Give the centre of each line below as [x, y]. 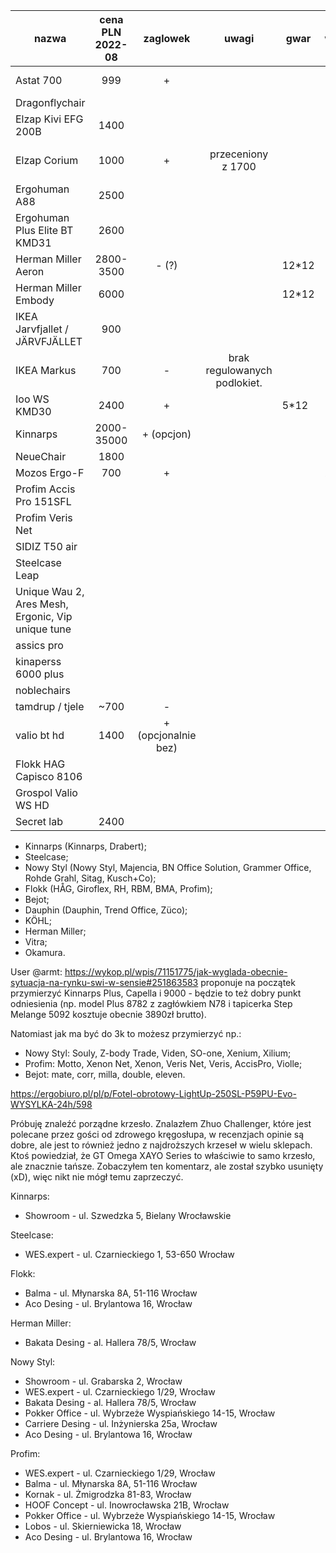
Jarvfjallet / [42, 329]
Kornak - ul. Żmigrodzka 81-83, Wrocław [108, 1494]
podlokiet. [239, 382]
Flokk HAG [40, 764]
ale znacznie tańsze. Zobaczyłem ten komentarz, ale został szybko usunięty [167, 1166]
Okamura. [45, 952]
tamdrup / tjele [50, 706]
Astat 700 [39, 80]
